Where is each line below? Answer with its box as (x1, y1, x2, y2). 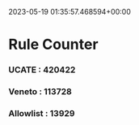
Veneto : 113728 (8, 86, 73, 97)
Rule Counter (8, 36, 99, 54)
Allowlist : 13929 (8, 107, 75, 119)
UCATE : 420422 (8, 64, 76, 75)
